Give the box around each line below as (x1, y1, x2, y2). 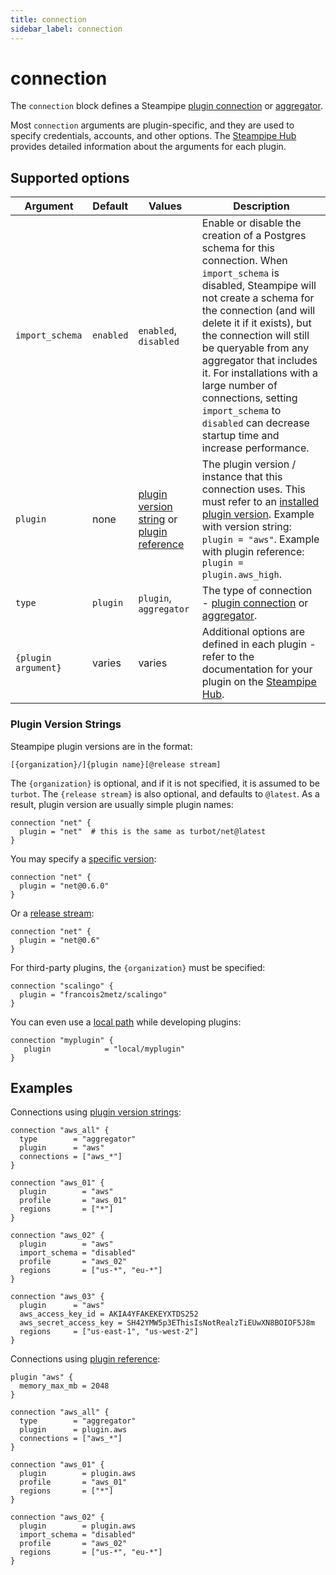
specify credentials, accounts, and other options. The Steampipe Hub (10, 130, 297, 142)
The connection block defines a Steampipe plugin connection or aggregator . (10, 100, 323, 112)
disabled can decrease (201, 416, 310, 430)
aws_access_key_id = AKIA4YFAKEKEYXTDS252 (19, 1309, 199, 1320)
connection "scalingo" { (10, 981, 114, 991)
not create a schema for (201, 291, 315, 305)
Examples (10, 1079, 73, 1096)
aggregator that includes (201, 354, 318, 368)
